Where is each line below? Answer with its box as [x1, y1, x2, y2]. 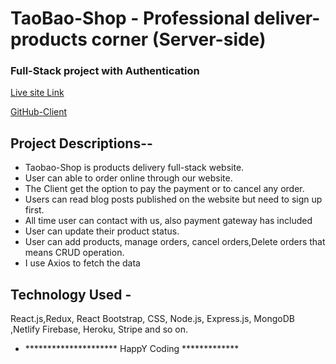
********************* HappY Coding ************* [24, 343, 240, 355]
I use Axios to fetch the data [24, 257, 141, 269]
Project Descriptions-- [10, 135, 153, 152]
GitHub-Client [10, 106, 68, 118]
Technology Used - [10, 286, 132, 303]
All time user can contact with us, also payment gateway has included [24, 215, 313, 227]
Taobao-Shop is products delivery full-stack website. [24, 162, 245, 174]
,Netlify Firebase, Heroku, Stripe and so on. [10, 323, 189, 336]
